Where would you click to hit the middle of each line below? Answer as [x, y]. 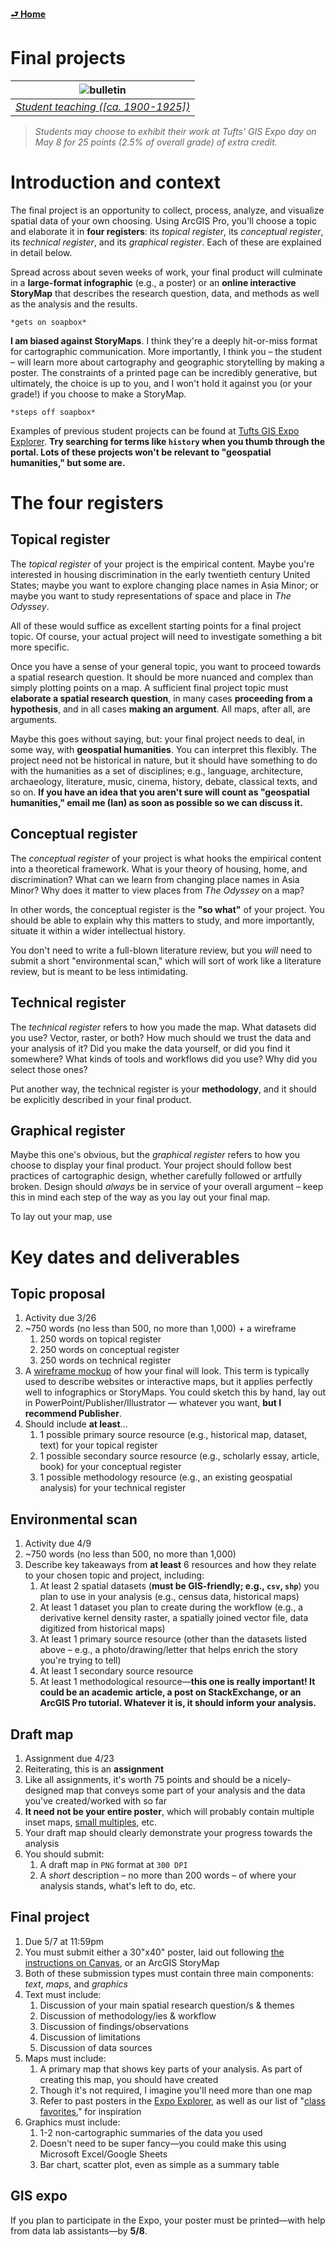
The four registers [87, 503]
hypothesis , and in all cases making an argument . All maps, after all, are [161, 709]
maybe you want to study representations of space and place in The [151, 595]
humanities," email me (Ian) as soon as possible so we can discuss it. [156, 802]
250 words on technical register [105, 1360]
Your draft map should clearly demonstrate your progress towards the [168, 1832]
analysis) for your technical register [113, 1488]
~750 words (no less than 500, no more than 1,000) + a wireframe [160, 1329]
